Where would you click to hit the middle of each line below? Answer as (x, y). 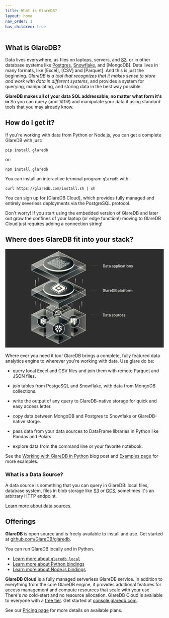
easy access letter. (32, 406)
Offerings (21, 522)
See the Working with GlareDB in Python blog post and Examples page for (82, 456)
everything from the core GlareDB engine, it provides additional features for (83, 584)
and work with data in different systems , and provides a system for (75, 81)
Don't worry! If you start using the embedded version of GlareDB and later (82, 213)
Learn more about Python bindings (48, 564)
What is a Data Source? (34, 474)
